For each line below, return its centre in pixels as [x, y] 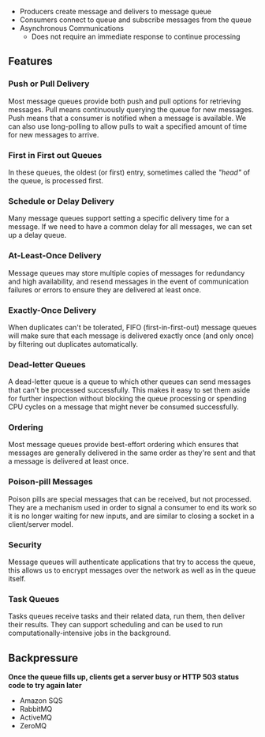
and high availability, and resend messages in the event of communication [129, 281]
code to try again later [45, 686]
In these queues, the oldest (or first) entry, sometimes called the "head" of [129, 172]
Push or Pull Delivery [49, 84]
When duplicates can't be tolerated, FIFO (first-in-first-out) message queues [132, 327]
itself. [17, 579]
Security [25, 544]
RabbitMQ [36, 709]
